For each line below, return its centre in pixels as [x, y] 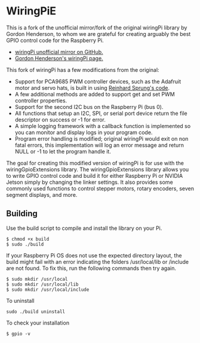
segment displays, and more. [42, 195]
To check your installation [38, 323]
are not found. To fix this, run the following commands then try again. [91, 268]
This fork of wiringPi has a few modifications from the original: [83, 69]
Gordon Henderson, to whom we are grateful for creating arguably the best [99, 34]
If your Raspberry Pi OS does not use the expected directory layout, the [94, 255]
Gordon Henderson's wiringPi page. [59, 58]
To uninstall [20, 300]
